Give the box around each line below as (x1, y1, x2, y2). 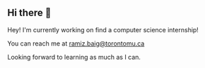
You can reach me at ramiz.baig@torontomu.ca (7, 39, 145, 48)
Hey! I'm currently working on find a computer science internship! (7, 25, 199, 34)
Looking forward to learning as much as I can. (7, 53, 141, 61)
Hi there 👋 (7, 7, 52, 19)
